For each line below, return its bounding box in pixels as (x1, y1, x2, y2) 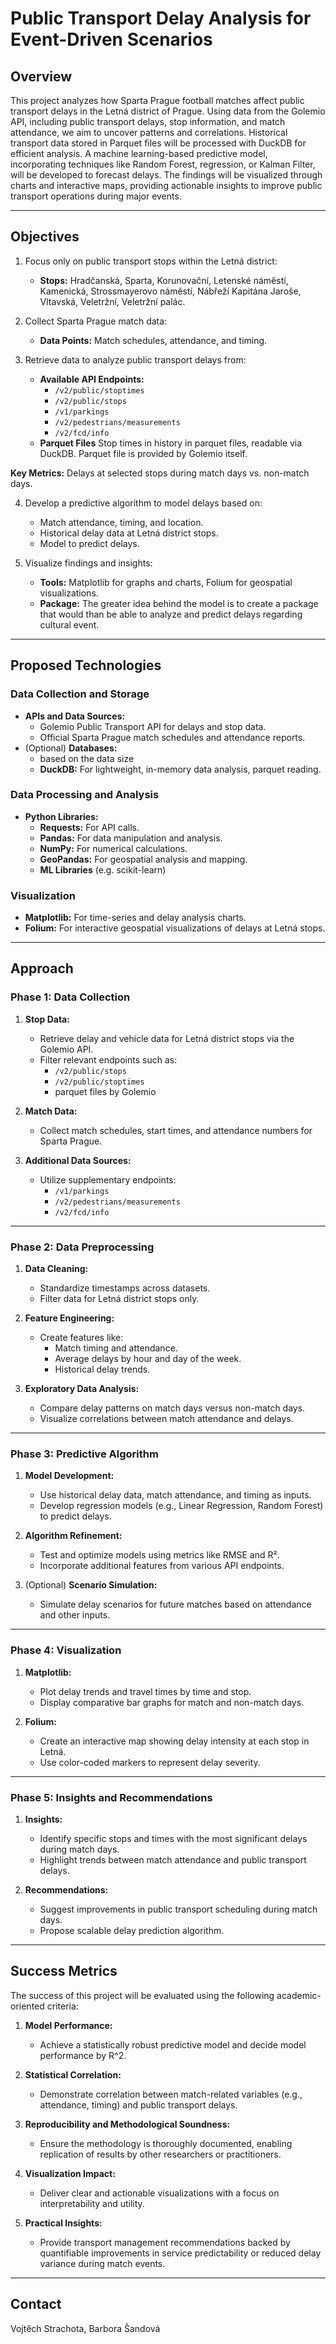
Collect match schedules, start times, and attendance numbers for (39, 1124, 313, 1136)
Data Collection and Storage (10, 687, 150, 701)
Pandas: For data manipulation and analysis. (39, 832, 223, 844)
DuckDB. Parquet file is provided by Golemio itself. (39, 447, 248, 459)
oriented (10, 2000, 45, 2012)
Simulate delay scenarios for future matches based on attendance (39, 1598, 312, 1611)
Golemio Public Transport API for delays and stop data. (39, 720, 267, 732)
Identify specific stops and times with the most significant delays (39, 1832, 308, 1844)
